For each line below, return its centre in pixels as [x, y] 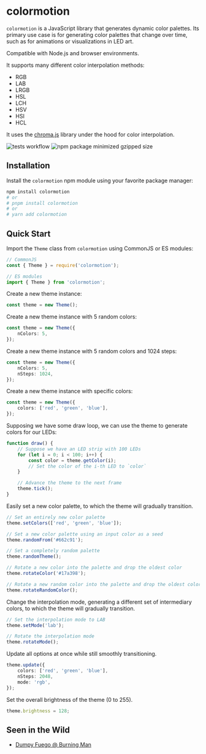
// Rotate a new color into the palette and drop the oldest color [94, 568]
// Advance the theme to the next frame [70, 483]
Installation [28, 166]
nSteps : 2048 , [35, 676]
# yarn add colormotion [37, 215]
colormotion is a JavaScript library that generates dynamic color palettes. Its [103, 28]
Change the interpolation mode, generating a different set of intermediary [99, 602]
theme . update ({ [26, 665]
